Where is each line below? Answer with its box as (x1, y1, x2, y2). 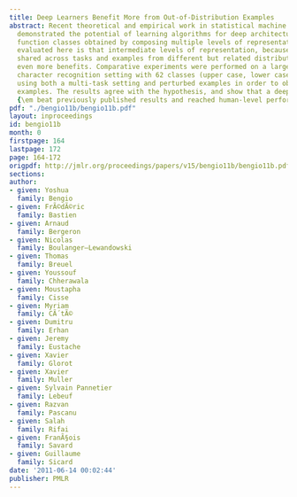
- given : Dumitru (9, 318, 73, 327)
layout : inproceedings (9, 112, 93, 120)
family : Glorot (17, 359, 73, 368)
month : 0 (9, 128, 42, 137)
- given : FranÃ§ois (9, 433, 81, 442)
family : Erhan (17, 326, 69, 335)
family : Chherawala (17, 276, 89, 285)
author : (9, 178, 38, 187)
